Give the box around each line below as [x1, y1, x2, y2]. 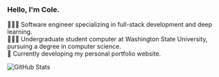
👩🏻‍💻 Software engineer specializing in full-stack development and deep [7, 21, 213, 29]
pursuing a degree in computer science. [7, 43, 121, 51]
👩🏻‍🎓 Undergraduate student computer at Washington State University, [7, 35, 208, 43]
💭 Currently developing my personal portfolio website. [7, 49, 161, 58]
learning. [7, 27, 33, 36]
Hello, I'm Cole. [7, 5, 60, 14]
